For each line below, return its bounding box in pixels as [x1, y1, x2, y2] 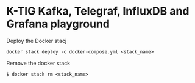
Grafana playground [6, 17, 110, 31]
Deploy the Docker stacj [6, 37, 67, 44]
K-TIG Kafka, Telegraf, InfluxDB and [6, 4, 190, 18]
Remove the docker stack [6, 59, 71, 67]
